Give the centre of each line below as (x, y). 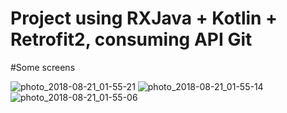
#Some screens (43, 67)
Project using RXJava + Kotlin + (144, 18)
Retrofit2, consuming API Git (131, 39)
